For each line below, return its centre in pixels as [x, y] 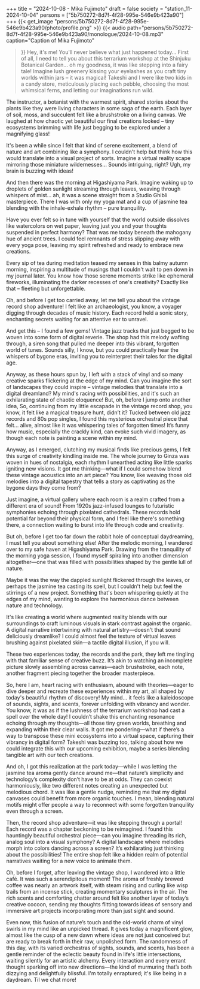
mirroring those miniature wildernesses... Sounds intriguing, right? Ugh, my [99, 165]
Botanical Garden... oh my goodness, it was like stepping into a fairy [104, 65]
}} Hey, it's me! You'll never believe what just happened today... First [105, 52]
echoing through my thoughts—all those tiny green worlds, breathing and [96, 723]
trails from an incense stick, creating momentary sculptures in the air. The [97, 892]
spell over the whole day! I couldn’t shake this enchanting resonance [90, 717]
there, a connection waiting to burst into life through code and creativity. [95, 525]
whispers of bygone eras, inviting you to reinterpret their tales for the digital [99, 356]
